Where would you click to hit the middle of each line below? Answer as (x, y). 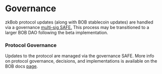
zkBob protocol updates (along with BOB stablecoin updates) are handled (79, 22)
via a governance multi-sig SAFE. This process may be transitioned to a (77, 27)
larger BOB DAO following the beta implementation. (57, 32)
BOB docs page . (22, 66)
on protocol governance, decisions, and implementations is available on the (81, 61)
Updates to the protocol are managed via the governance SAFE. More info (80, 56)
